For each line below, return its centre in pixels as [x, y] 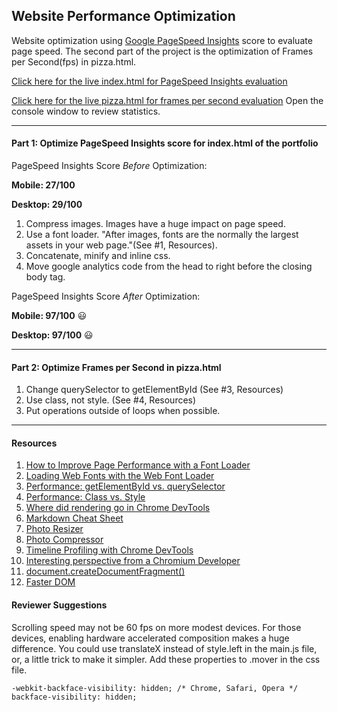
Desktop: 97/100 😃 [52, 335]
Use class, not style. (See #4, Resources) [111, 400]
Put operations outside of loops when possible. [123, 411]
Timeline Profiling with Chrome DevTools [109, 550]
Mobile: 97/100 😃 [49, 316]
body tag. [45, 277]
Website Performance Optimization [123, 16]
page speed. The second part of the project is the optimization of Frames [162, 51]
